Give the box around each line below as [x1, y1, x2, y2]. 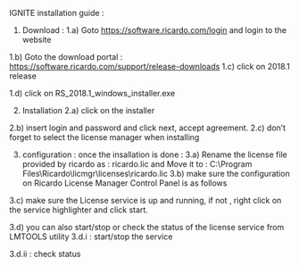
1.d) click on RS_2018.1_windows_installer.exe [9, 88, 176, 98]
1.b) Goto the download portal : [9, 52, 123, 62]
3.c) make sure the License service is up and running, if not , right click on [9, 195, 282, 205]
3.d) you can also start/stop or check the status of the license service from [9, 222, 285, 232]
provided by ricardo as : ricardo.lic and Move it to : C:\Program [21, 159, 253, 169]
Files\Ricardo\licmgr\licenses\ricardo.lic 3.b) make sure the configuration [21, 169, 290, 179]
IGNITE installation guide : [9, 8, 104, 18]
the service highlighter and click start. [9, 204, 149, 215]
